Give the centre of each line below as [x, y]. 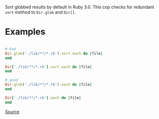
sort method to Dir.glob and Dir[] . [40, 12]
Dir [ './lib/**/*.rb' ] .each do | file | [43, 98]
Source [12, 112]
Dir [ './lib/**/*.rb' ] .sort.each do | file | [48, 67]
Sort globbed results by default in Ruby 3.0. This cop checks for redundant [79, 7]
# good [12, 80]
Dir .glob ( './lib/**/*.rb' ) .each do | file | [48, 85]
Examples [25, 32]
